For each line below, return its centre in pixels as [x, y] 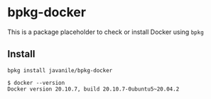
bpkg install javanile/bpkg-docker [60, 70]
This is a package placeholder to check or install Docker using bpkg [105, 32]
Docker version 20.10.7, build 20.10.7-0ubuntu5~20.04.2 [93, 89]
